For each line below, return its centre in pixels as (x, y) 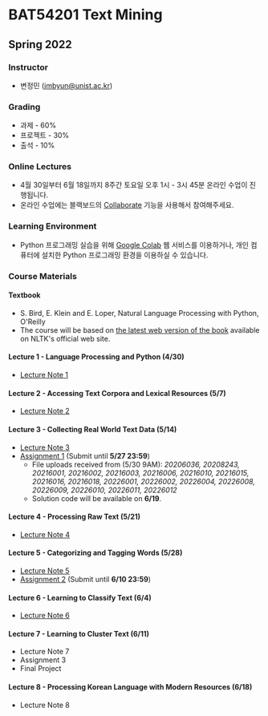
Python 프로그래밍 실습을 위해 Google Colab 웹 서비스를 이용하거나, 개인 (134, 245)
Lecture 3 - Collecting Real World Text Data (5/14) (93, 429)
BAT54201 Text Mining (85, 15)
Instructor (28, 67)
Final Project (41, 669)
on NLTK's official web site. (65, 338)
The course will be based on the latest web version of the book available (140, 330)
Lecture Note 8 (45, 705)
